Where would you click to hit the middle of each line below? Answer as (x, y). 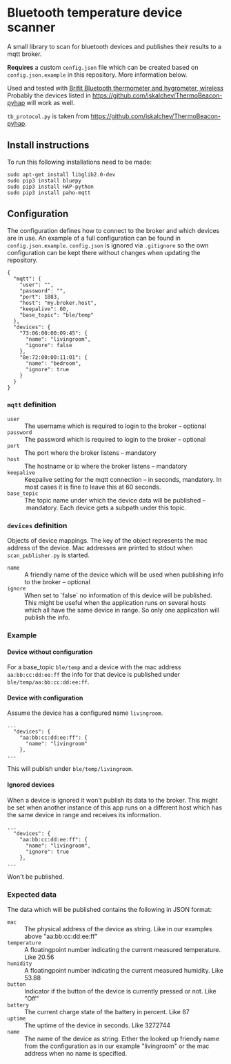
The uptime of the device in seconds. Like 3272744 (98, 1025)
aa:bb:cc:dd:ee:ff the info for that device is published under (94, 675)
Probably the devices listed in (49, 95)
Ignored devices (31, 785)
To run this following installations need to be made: (79, 162)
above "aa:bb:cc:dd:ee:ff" (61, 936)
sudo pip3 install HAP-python (51, 187)
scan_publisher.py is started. (48, 555)
